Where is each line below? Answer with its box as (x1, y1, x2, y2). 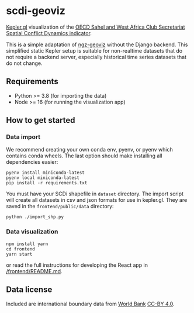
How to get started (6, 115, 75, 125)
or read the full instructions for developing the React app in (6, 262, 148, 269)
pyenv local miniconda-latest (6, 175, 80, 181)
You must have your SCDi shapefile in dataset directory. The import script (6, 190, 184, 197)
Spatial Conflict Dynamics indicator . (6, 29, 92, 36)
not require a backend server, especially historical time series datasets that (6, 53, 187, 60)
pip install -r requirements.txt (6, 180, 88, 186)
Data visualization (6, 228, 58, 236)
